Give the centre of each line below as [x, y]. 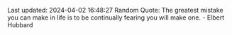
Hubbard [20, 25]
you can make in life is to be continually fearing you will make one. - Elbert [116, 17]
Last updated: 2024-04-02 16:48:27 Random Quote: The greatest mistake [115, 10]
